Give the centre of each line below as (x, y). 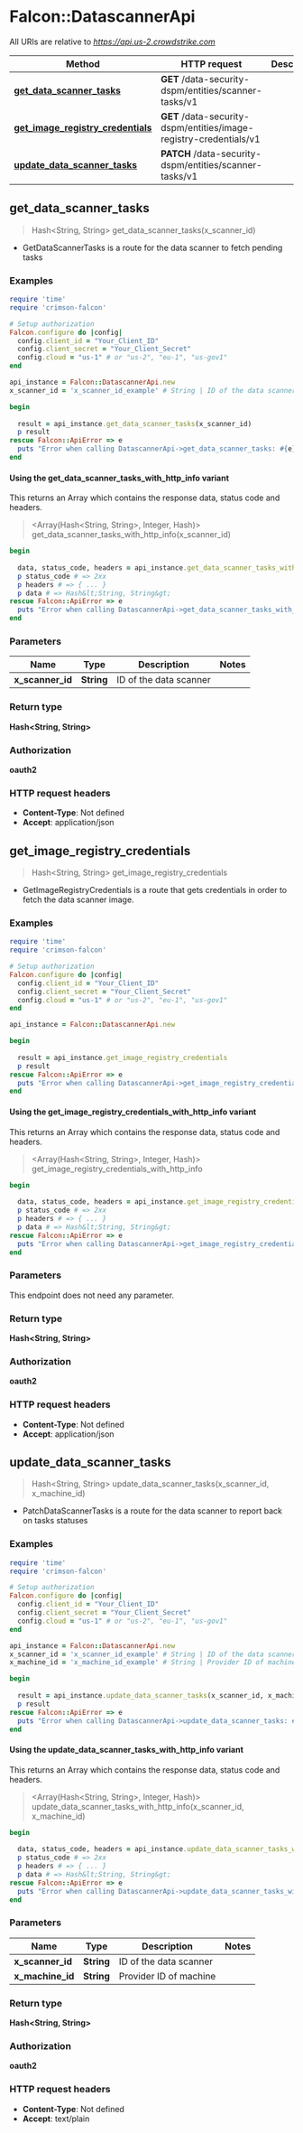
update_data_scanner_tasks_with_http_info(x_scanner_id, (138, 1806)
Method (83, 63)
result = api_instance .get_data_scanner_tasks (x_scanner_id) (135, 424)
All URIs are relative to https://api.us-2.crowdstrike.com (113, 42)
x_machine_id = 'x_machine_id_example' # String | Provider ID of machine (153, 1663)
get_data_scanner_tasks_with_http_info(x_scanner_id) (131, 535)
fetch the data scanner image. (78, 899)
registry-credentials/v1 (211, 139)
